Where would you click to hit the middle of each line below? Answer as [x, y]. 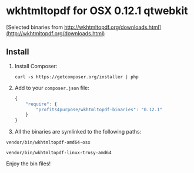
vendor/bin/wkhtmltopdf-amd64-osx [48, 142]
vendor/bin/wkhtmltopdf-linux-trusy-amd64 [59, 153]
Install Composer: [36, 66]
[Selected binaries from [35, 27]
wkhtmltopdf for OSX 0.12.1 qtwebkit [97, 11]
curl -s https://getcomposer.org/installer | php [77, 77]
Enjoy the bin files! [29, 164]
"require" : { [41, 104]
